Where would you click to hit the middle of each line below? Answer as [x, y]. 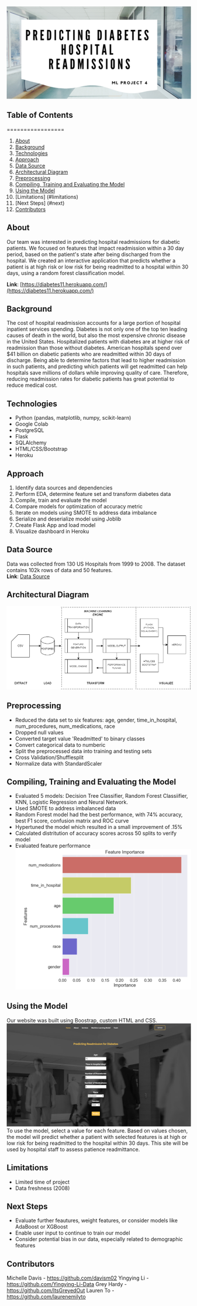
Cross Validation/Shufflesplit [49, 757]
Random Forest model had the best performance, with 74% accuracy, [99, 815]
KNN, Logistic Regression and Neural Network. [71, 802]
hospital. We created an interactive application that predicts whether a [91, 260]
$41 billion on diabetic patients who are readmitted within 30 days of [89, 354]
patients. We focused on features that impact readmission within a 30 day [96, 248]
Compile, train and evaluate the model [61, 500]
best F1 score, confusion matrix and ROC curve [72, 821]
